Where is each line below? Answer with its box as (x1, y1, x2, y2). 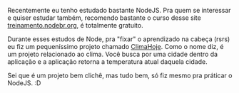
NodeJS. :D (7, 79, 41, 87)
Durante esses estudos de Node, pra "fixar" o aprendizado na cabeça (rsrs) (7, 35, 230, 43)
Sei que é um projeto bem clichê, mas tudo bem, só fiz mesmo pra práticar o (7, 71, 233, 80)
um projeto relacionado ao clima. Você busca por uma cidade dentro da (7, 50, 218, 58)
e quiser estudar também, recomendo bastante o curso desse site (7, 13, 201, 22)
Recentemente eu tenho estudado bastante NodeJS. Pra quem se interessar (7, 6, 231, 14)
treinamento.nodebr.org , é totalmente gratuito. (7, 21, 144, 29)
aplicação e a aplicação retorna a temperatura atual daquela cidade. (7, 58, 208, 66)
